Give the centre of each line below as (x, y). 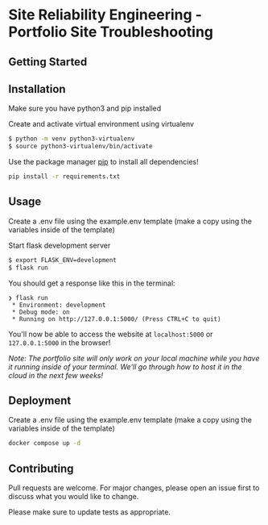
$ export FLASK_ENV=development (62, 260)
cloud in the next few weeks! (56, 375)
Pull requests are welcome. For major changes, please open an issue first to (134, 488)
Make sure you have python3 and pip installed (85, 108)
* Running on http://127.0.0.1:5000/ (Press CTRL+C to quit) (116, 319)
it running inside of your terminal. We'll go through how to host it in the (126, 367)
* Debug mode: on (41, 312)
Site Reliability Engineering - (105, 15)
